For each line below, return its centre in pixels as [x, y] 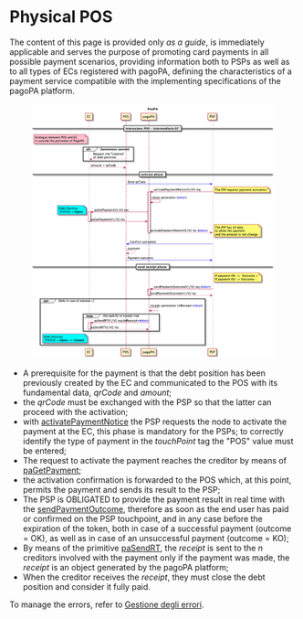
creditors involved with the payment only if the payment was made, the [156, 558]
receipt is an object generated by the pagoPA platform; [126, 568]
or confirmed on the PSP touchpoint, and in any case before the [142, 519]
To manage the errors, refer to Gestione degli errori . [107, 604]
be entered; [44, 451]
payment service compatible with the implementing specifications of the [145, 80]
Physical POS [61, 17]
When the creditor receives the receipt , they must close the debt [144, 577]
